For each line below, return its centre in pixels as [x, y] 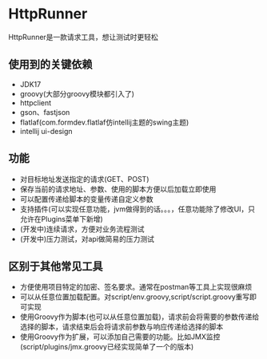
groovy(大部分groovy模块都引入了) [77, 93]
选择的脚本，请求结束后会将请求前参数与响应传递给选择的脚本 [122, 327]
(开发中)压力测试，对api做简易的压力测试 [87, 239]
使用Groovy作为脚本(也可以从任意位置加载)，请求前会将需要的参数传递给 [139, 317]
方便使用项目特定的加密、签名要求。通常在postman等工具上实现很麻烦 [136, 287]
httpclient [36, 103]
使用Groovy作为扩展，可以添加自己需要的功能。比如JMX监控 [120, 337]
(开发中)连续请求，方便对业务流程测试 [82, 229]
